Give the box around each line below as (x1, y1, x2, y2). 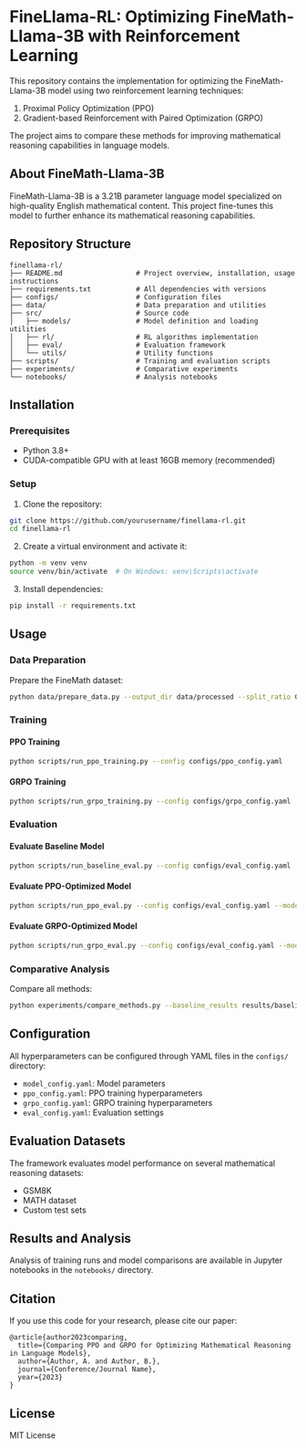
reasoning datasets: (9, 1167, 84, 1178)
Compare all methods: (9, 984, 93, 995)
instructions (9, 276, 59, 286)
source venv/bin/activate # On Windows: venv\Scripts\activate (9, 568, 259, 577)
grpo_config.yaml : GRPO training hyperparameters (22, 1097, 213, 1108)
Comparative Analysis (9, 963, 110, 975)
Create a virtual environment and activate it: (22, 541, 188, 552)
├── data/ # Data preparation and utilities (9, 300, 267, 309)
